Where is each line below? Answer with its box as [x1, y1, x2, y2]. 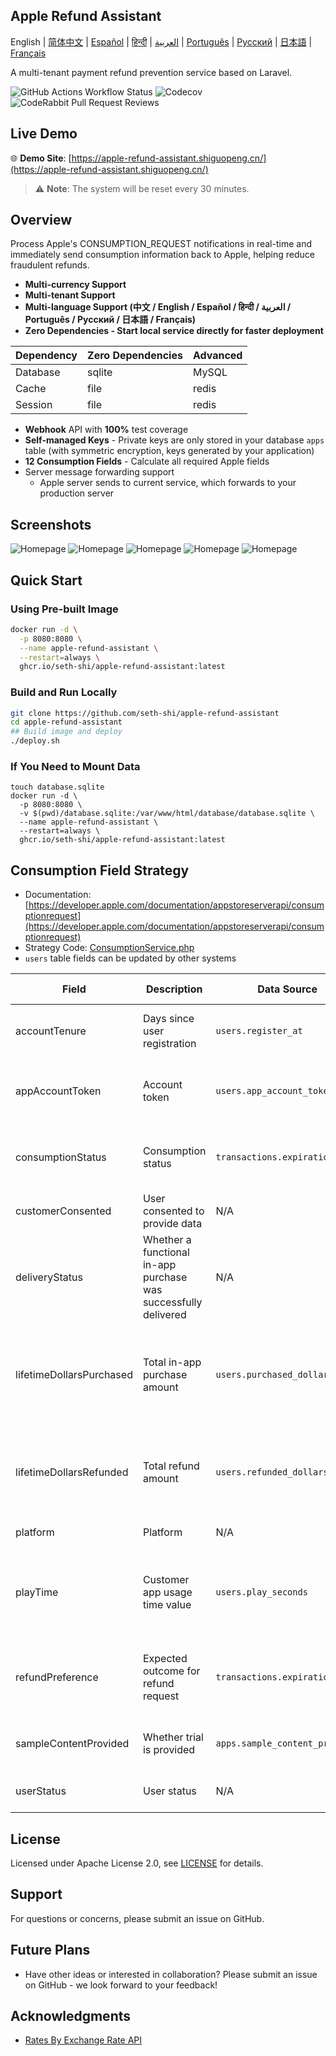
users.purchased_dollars [215, 1369, 334, 1381]
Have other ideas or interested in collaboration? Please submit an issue [24, 1968, 318, 1980]
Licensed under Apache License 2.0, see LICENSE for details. [10, 1857, 264, 1869]
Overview [10, 212, 73, 229]
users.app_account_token [215, 1085, 334, 1097]
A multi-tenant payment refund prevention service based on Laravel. [10, 66, 293, 78]
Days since [142, 1012, 195, 1026]
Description [146, 982, 203, 996]
